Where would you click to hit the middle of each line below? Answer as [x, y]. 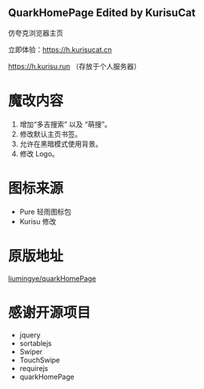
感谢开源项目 [50, 312]
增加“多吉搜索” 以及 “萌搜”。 [66, 124]
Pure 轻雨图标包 [46, 211]
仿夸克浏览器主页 [36, 33]
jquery [30, 335]
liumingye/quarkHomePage [52, 278]
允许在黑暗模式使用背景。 [61, 144]
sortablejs [36, 343]
